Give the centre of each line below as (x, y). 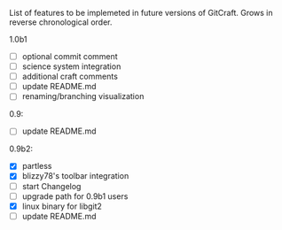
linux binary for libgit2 (62, 206)
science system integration (71, 66)
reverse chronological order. (61, 22)
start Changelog (51, 186)
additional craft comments (70, 77)
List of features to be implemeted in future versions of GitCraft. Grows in (141, 13)
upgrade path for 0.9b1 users (75, 196)
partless (37, 166)
